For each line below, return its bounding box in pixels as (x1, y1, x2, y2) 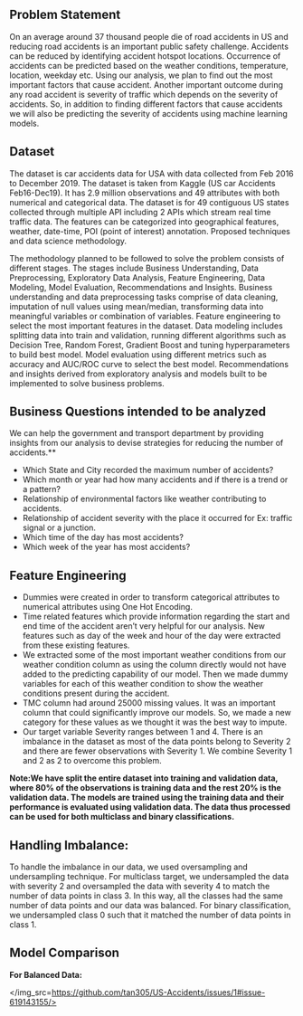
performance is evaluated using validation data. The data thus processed (9, 802, 291, 812)
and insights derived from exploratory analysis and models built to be (9, 368, 268, 379)
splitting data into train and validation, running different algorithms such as (9, 329, 287, 340)
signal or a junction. (22, 522, 97, 533)
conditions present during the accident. (22, 688, 170, 699)
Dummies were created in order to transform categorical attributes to (22, 592, 280, 603)
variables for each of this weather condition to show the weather (22, 679, 264, 689)
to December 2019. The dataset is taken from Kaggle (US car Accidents (9, 177, 276, 188)
